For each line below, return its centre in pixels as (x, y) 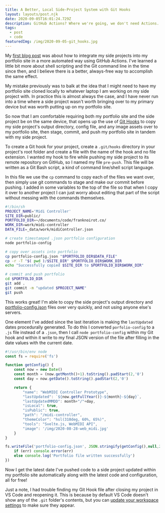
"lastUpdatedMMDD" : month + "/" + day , (59, 401)
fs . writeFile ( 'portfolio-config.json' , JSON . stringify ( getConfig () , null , (82, 447)
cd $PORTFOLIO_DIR (24, 279)
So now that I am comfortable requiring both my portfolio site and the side (80, 116)
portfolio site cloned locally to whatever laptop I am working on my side (77, 91)
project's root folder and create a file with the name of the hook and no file (81, 152)
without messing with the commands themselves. (55, 198)
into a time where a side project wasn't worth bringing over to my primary (79, 102)
